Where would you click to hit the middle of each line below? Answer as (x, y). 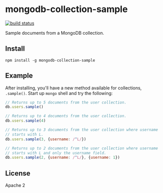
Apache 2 (15, 185)
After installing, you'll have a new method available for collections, (73, 88)
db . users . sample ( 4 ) (26, 121)
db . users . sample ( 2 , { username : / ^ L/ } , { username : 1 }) (63, 158)
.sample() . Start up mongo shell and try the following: (59, 93)
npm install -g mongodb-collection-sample (50, 60)
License (18, 173)
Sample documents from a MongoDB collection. (55, 33)
